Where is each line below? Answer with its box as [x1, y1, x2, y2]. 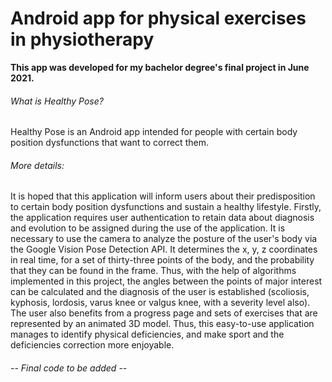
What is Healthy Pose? [10, 95, 104, 107]
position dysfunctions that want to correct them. [10, 137, 209, 149]
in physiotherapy [10, 28, 155, 51]
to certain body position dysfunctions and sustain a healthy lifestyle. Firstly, [10, 201, 322, 213]
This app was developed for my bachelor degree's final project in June [10, 61, 310, 73]
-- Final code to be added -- [10, 362, 128, 374]
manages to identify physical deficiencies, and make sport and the [10, 328, 285, 341]
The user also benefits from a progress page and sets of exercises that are [10, 307, 318, 319]
